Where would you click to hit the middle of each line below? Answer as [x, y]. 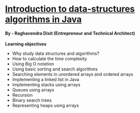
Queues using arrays [33, 90]
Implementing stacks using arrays [46, 85]
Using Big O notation [33, 64]
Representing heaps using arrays [46, 106]
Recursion [22, 95]
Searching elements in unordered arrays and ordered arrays [73, 74]
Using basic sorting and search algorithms [55, 69]
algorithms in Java [44, 19]
